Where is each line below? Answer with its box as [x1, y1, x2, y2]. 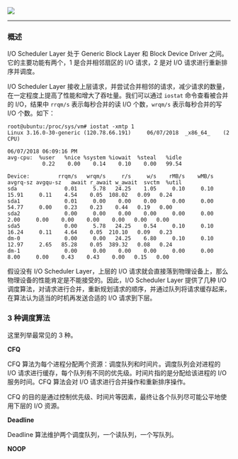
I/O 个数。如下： [7, 109, 55, 117]
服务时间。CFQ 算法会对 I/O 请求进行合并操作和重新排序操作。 [7, 377, 190, 386]
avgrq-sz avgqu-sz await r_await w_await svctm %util [7, 179, 182, 186]
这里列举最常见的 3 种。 [7, 330, 77, 339]
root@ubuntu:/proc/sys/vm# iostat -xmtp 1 [7, 123, 135, 131]
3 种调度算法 [7, 313, 51, 323]
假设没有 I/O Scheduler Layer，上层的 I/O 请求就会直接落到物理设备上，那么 [7, 267, 229, 276]
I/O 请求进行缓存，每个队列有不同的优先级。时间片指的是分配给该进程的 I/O [7, 368, 227, 377]
